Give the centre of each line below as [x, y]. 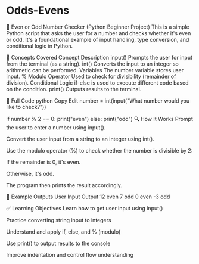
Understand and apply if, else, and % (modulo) [63, 232]
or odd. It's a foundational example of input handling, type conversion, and [98, 39]
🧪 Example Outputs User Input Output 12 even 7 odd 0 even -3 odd [88, 197]
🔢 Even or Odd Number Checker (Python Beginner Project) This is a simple [98, 27]
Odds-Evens [38, 10]
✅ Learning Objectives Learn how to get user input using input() [85, 208]
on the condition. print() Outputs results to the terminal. [74, 89]
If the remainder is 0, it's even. [43, 162]
